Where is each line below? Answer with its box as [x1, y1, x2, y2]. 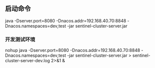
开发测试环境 [5, 36, 36, 43]
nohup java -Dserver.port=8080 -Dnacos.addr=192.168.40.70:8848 [5, 48, 140, 53]
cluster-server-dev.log [5, 58, 50, 64]
